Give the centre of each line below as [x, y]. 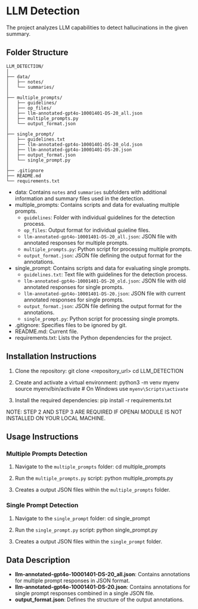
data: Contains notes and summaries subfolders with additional [91, 192]
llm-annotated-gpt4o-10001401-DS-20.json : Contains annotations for [103, 587]
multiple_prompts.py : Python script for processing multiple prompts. [108, 249]
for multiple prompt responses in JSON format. [72, 581]
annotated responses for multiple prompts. [76, 243]
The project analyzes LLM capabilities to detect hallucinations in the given [97, 27]
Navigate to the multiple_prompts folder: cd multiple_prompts [90, 467]
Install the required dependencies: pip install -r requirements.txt [93, 400]
